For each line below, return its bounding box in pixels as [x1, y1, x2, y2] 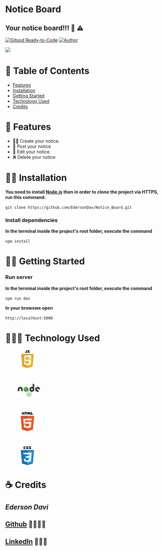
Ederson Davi [5, 502, 49, 512]
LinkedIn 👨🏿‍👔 [5, 537, 48, 546]
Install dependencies [5, 217, 58, 224]
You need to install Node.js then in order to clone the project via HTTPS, [5, 189, 158, 195]
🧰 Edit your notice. [12, 148, 51, 155]
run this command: [5, 194, 46, 200]
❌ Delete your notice [12, 154, 56, 160]
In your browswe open [5, 305, 53, 311]
